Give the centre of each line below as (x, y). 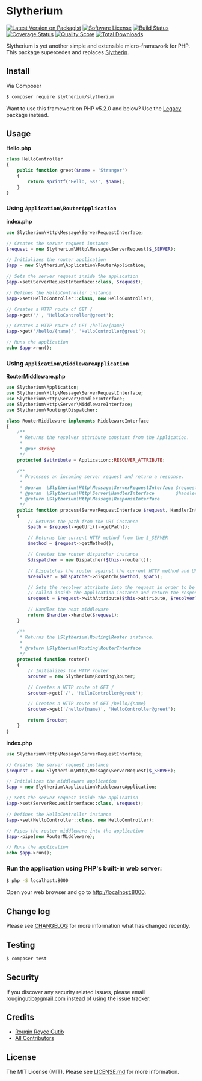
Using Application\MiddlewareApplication (68, 363)
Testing (21, 945)
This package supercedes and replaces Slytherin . (68, 52)
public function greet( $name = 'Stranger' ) (72, 171)
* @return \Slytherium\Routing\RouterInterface (80, 648)
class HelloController (35, 159)
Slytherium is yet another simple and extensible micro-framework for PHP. (98, 46)
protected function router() (54, 660)
